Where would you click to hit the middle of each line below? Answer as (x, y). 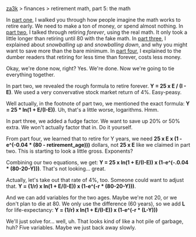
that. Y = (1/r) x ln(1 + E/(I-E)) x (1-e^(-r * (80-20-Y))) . (71, 186)
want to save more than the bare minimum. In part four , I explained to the (94, 51)
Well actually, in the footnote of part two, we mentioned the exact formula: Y (98, 104)
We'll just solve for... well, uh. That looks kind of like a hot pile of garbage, (95, 221)
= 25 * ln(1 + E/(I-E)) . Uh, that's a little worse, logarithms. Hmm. (82, 110)
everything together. (31, 75)
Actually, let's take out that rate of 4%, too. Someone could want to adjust (95, 180)
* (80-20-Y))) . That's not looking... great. (56, 169)
